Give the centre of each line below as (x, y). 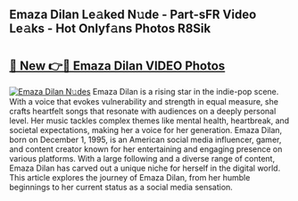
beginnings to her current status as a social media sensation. (121, 187)
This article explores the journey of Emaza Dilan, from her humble (130, 177)
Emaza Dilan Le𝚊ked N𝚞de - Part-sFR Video (133, 15)
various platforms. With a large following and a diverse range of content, (142, 159)
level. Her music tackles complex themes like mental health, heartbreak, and (149, 121)
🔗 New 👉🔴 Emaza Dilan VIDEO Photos (117, 66)
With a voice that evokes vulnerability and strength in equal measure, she (144, 101)
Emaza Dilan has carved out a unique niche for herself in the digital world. (145, 168)
